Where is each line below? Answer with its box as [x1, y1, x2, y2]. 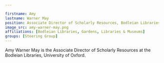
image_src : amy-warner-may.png [5, 25, 69, 30]
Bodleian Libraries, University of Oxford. [5, 52, 86, 58]
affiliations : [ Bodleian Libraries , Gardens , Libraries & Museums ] [5, 30, 145, 34]
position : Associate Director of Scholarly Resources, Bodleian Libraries [5, 20, 161, 25]
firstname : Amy [5, 11, 36, 16]
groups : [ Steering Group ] [5, 34, 58, 39]
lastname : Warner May [5, 16, 49, 21]
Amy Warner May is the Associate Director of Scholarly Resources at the [5, 47, 151, 53]
